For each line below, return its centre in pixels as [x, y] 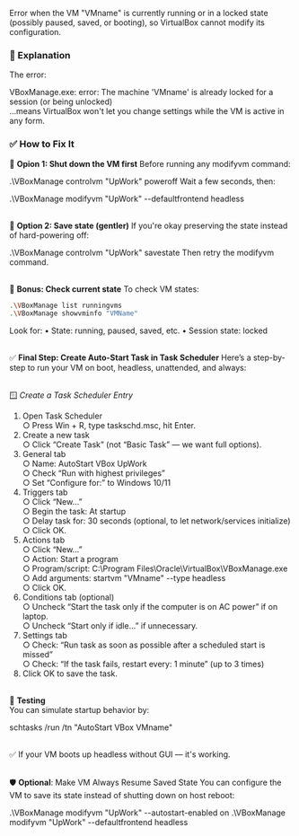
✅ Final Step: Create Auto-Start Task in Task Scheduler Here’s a [130, 357]
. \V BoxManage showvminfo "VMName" [74, 313]
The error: [28, 75]
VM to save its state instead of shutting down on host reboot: [122, 796]
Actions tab [44, 540]
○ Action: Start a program [70, 559]
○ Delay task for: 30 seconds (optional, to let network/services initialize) [156, 521]
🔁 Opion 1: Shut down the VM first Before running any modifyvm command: [150, 163]
